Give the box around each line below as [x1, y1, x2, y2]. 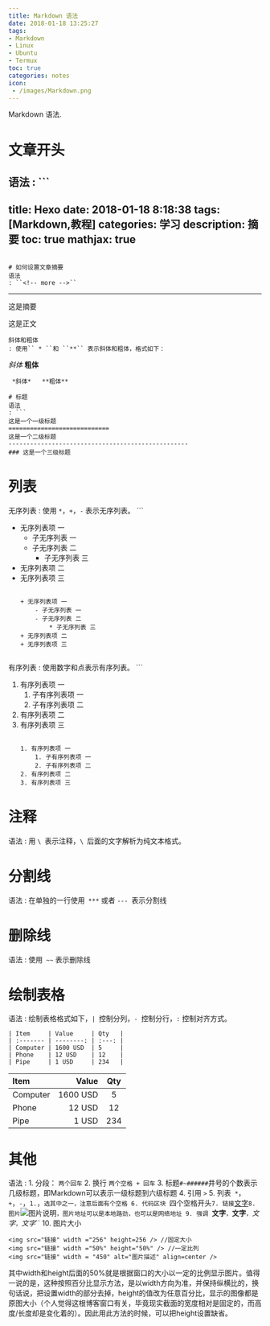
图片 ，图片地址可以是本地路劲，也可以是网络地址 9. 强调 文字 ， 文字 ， [8, 1209, 252, 1218]
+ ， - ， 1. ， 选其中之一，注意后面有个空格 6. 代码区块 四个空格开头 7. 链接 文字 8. [8, 1198, 256, 1208]
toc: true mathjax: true [21, 233, 137, 246]
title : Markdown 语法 [8, 11, 79, 20]
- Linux [8, 42, 35, 50]
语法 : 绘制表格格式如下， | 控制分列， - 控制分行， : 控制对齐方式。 [8, 1014, 231, 1023]
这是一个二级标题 [8, 432, 57, 441]
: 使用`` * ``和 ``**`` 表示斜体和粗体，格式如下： [8, 344, 166, 352]
